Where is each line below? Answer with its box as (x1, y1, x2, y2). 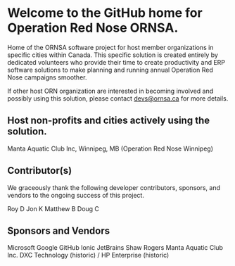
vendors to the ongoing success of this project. (7, 191, 144, 199)
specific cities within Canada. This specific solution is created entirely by (7, 51, 218, 59)
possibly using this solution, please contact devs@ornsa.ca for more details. (7, 94, 229, 103)
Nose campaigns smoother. (7, 72, 87, 82)
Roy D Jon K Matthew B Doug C (7, 204, 100, 213)
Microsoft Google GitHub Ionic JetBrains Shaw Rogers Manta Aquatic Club (7, 243, 224, 252)
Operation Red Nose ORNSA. (7, 20, 179, 36)
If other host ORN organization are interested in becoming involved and (7, 87, 214, 95)
